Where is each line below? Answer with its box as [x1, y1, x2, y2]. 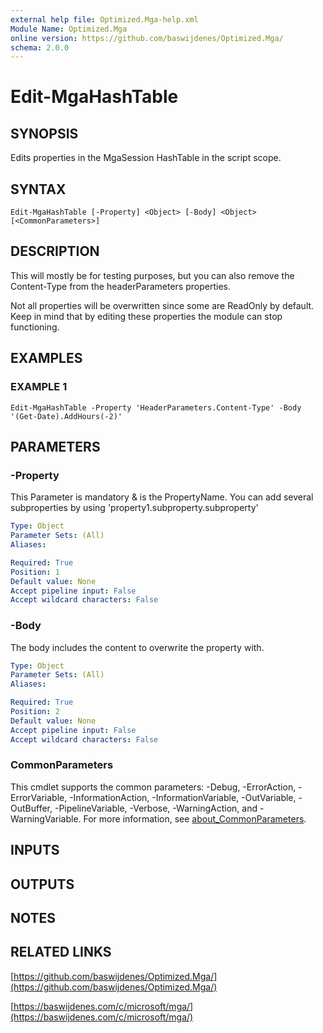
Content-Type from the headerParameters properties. [10, 280, 231, 292]
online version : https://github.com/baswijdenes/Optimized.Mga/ [10, 33, 284, 43]
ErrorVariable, [10, 791, 68, 803]
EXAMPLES [10, 350, 83, 367]
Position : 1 [10, 567, 60, 577]
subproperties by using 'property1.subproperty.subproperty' [10, 502, 259, 514]
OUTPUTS [10, 876, 75, 893]
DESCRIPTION [10, 243, 100, 260]
